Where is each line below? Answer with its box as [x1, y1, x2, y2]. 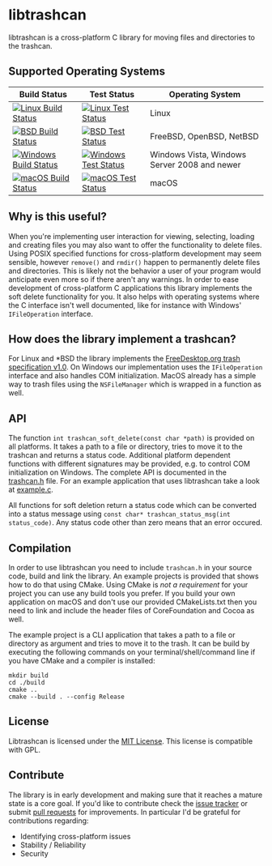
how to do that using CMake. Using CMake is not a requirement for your [8, 580, 249, 589]
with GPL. [8, 744, 40, 754]
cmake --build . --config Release [8, 693, 125, 701]
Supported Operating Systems [8, 65, 166, 79]
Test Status [89, 88, 135, 100]
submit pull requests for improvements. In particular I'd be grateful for [8, 807, 241, 817]
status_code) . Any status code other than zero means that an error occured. [8, 518, 263, 527]
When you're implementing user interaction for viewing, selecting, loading [8, 231, 255, 241]
